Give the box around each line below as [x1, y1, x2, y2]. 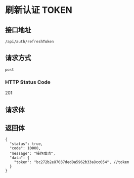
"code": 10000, [9, 146, 41, 151]
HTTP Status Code [5, 79, 51, 86]
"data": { [9, 155, 30, 161]
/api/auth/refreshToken [5, 39, 54, 44]
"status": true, [9, 141, 43, 146]
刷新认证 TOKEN [5, 4, 73, 16]
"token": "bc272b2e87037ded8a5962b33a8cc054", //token [14, 160, 130, 165]
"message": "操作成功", [9, 151, 56, 156]
